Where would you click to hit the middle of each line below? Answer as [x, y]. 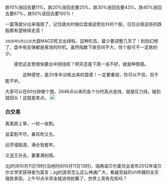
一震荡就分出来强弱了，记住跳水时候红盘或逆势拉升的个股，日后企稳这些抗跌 [83, 24]
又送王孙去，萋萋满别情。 [31, 156]
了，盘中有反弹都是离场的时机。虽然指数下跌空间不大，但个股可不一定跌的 [81, 47]
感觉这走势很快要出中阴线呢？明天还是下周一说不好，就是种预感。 [81, 64]
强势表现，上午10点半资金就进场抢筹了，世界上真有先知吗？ [66, 179]
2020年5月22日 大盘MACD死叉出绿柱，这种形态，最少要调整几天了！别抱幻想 [82, 41]
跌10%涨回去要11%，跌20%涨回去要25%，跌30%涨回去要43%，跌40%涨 [81, 7]
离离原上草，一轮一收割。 [31, 124]
